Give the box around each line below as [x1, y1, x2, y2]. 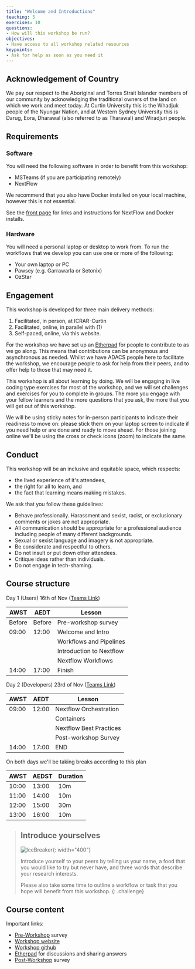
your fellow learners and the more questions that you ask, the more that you [6, 396, 189, 403]
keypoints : [6, 47, 33, 53]
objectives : [6, 36, 35, 42]
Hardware [6, 230, 35, 238]
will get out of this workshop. [6, 403, 76, 410]
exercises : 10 [6, 19, 41, 25]
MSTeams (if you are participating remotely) [14, 174, 121, 181]
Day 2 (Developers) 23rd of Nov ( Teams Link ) [6, 681, 116, 688]
